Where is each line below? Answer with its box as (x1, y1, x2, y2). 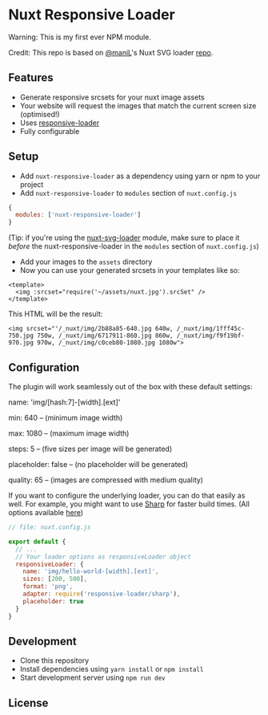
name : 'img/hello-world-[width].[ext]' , (22, 567, 159, 575)
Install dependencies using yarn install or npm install (19, 664, 204, 674)
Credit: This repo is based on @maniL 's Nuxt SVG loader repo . (8, 47, 214, 57)
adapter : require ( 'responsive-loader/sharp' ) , (22, 590, 181, 598)
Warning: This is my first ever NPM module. (8, 32, 152, 42)
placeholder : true (22, 597, 84, 605)
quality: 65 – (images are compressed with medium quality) (8, 475, 204, 485)
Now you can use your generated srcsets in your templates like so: (19, 266, 240, 275)
